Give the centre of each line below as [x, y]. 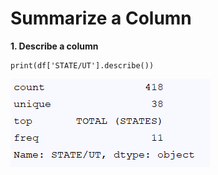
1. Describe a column [54, 46]
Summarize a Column [101, 18]
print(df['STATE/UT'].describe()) [82, 65]
